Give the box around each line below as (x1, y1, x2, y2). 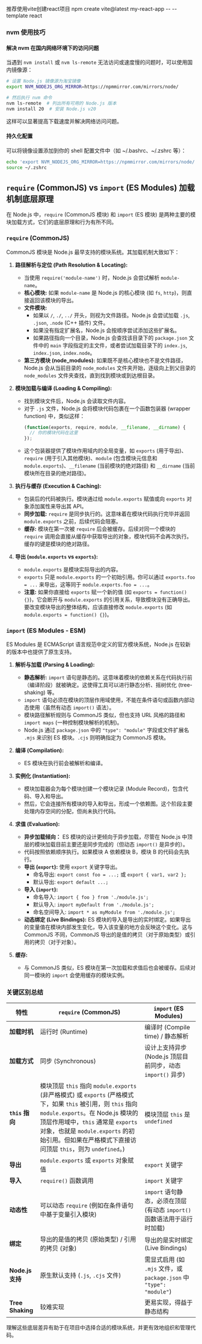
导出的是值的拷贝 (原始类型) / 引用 (40, 1235, 136, 1244)
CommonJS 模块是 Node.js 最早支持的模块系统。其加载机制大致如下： (6, 248, 180, 256)
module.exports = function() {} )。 (23, 611, 112, 618)
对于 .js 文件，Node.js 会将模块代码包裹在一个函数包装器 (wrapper (23, 405, 191, 412)
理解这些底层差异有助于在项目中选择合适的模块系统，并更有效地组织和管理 (6, 1324, 191, 1331)
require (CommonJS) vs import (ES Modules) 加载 (6, 182, 195, 193)
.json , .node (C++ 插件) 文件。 (32, 319, 109, 326)
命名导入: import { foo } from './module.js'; (32, 893, 149, 901)
